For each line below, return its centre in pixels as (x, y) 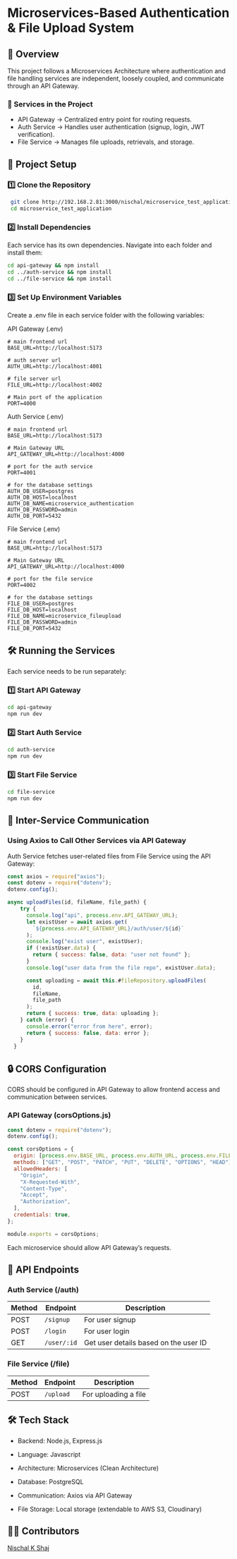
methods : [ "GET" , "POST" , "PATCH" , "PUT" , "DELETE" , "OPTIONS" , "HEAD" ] (123, 1163)
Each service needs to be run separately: (67, 671)
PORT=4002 (22, 585)
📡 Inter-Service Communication (78, 821)
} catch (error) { (47, 1020)
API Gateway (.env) (35, 329)
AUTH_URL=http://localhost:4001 (55, 366)
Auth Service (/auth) (43, 1290)
